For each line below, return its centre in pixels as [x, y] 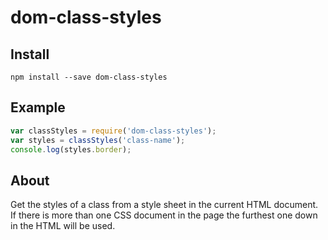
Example [38, 107]
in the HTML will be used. [63, 226]
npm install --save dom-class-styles [89, 77]
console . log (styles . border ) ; [71, 149]
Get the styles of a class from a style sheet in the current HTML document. [164, 205]
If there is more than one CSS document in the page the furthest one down [164, 215]
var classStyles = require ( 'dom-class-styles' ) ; [113, 131]
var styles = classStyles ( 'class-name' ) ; [98, 140]
